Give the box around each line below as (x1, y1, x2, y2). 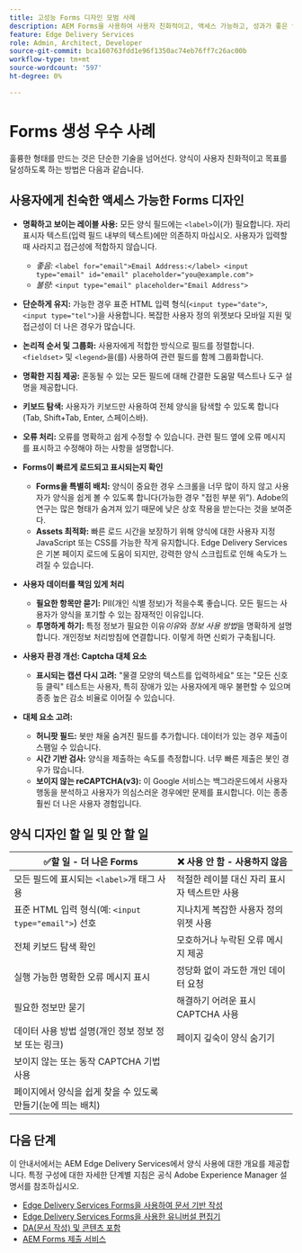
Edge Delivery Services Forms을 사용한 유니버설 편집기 (22, 1212, 221, 1222)
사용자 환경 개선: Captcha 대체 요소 (22, 650, 147, 662)
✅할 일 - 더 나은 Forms (43, 856, 138, 869)
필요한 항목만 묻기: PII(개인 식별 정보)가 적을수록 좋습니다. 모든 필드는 (35, 598, 279, 608)
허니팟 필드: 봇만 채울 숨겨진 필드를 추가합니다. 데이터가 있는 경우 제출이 (35, 730, 288, 741)
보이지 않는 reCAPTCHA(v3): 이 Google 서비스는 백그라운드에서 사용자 (35, 775, 288, 786)
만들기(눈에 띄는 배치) (13, 1099, 101, 1112)
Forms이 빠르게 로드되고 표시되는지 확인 (22, 461, 164, 473)
